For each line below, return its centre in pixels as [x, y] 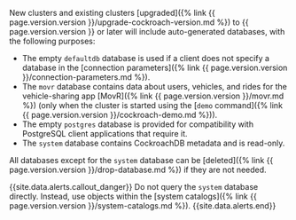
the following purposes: [52, 41]
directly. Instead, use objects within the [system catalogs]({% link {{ [133, 196]
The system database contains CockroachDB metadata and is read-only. [153, 143]
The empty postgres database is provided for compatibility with [138, 124]
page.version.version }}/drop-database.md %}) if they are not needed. [138, 169]
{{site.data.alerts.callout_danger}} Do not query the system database [134, 187]
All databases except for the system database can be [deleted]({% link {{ [141, 160]
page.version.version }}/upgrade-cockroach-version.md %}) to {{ [129, 22]
